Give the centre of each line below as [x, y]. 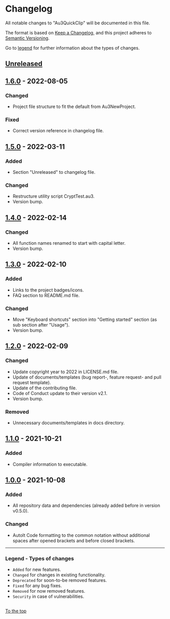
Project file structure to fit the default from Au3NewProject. [74, 106]
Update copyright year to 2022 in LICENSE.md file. [66, 372]
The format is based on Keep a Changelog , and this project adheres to [78, 32]
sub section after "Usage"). [41, 324]
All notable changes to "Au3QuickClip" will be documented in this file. [78, 23]
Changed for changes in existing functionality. [59, 575]
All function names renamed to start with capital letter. [69, 243]
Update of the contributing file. [45, 388]
